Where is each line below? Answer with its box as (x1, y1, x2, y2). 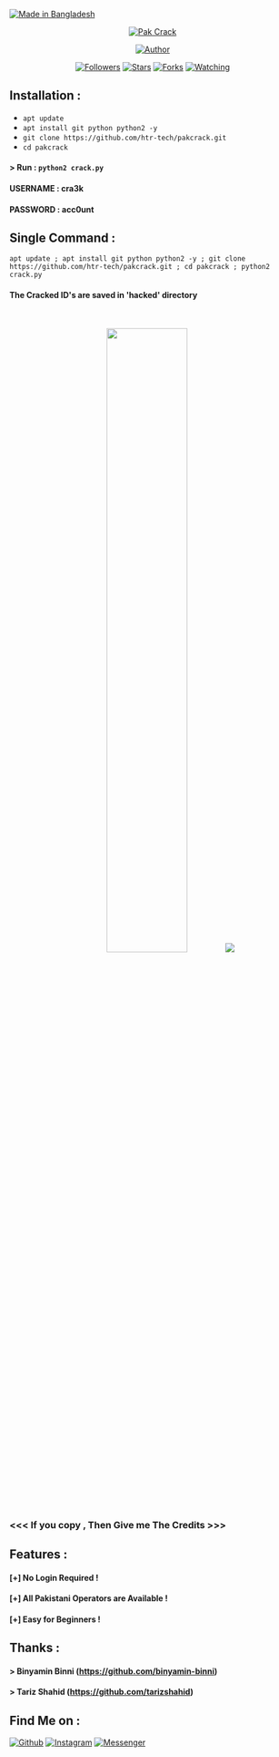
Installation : (9, 88, 82, 104)
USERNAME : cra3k (9, 183, 85, 193)
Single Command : (9, 230, 116, 245)
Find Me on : (9, 1712, 81, 1728)
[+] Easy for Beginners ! (9, 1614, 102, 1625)
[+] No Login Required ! (9, 1572, 99, 1583)
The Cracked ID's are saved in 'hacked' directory (9, 290, 198, 300)
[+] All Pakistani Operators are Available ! (9, 1593, 168, 1604)
